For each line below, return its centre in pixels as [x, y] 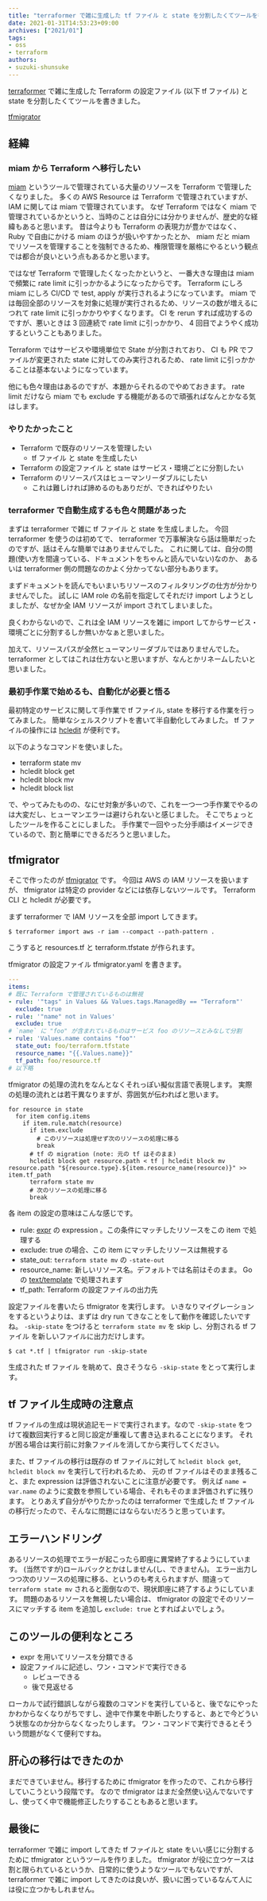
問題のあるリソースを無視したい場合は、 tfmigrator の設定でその [128, 1599]
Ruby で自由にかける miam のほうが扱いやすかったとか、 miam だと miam [129, 237]
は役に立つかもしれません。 [54, 1889]
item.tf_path [30, 1175]
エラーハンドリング [55, 1538]
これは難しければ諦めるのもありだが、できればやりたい [122, 487]
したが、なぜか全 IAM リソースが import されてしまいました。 [116, 605]
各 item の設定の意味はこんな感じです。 [73, 1213]
